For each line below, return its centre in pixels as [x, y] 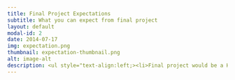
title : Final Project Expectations [59, 14]
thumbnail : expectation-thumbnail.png [64, 53]
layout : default [31, 26]
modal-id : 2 [24, 33]
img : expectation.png [39, 46]
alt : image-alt [29, 59]
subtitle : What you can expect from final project [83, 20]
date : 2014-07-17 [33, 40]
